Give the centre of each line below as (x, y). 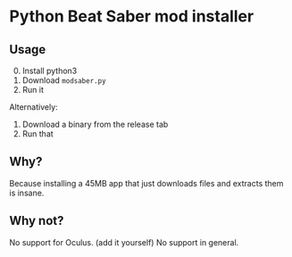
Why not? (37, 221)
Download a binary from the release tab (95, 124)
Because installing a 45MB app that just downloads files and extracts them (146, 183)
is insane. (27, 193)
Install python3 (50, 70)
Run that (38, 134)
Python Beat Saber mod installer (132, 17)
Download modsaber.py (64, 80)
